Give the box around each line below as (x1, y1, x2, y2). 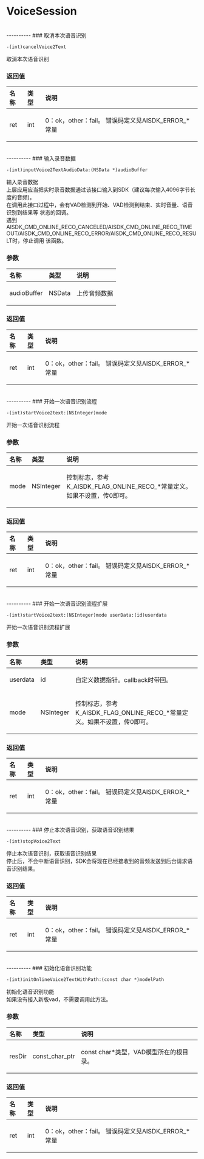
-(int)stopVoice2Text (6, 838, 61, 845)
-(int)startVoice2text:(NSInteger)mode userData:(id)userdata (6, 612, 167, 618)
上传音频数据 (76, 289, 114, 297)
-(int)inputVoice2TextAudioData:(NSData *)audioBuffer (6, 167, 148, 173)
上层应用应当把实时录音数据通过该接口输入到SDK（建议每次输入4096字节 (6, 186, 190, 193)
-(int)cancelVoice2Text (6, 44, 67, 50)
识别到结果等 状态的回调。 (6, 209, 72, 216)
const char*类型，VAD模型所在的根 (81, 1047, 183, 1056)
